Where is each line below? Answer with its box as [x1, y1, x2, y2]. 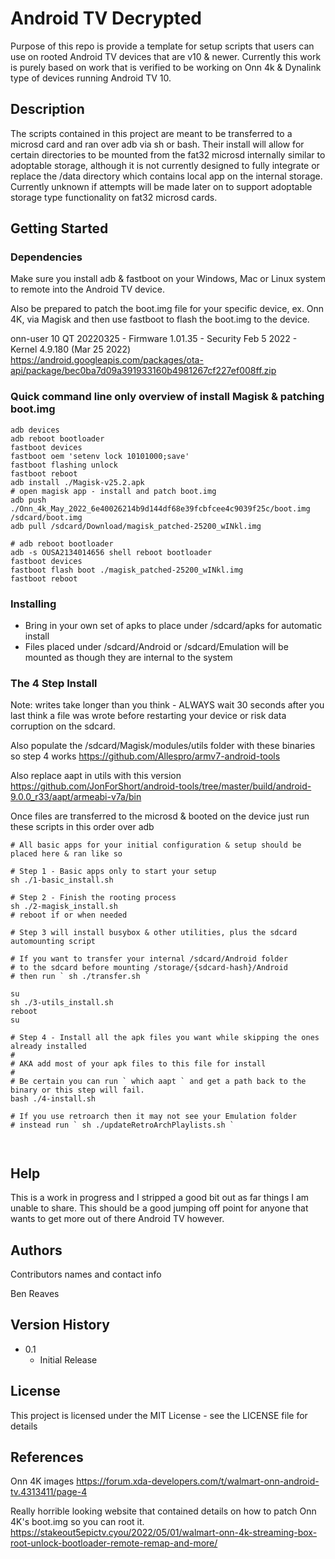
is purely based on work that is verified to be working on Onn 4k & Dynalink [10, 61, 322, 73]
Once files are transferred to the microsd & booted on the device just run [10, 810, 310, 822]
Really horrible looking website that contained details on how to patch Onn [10, 1505, 317, 1517]
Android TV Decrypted [10, 7, 203, 30]
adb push [10, 495, 47, 505]
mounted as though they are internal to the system [24, 652, 233, 664]
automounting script [10, 937, 97, 947]
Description [10, 101, 85, 118]
